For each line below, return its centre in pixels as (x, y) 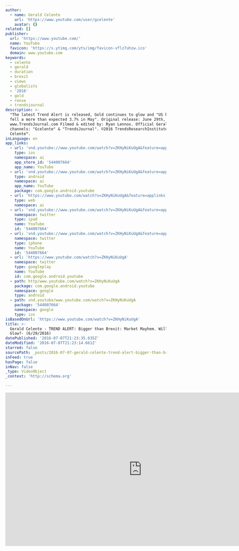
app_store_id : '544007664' (43, 162)
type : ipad (26, 219)
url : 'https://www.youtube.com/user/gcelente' (65, 19)
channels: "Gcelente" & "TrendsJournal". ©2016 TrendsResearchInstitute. (90, 129)
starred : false (21, 348)
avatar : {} (26, 24)
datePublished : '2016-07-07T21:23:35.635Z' (52, 338)
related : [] (18, 29)
